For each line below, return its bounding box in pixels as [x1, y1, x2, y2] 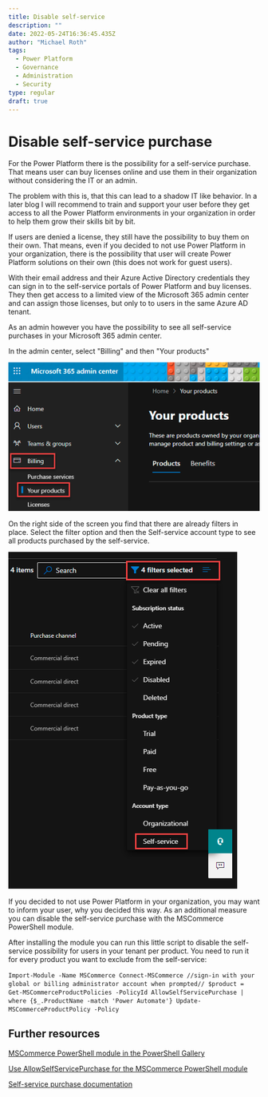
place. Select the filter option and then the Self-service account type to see [8, 528, 256, 537]
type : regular [8, 89, 56, 97]
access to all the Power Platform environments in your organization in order [8, 208, 256, 218]
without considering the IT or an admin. [8, 176, 138, 185]
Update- [175, 997, 202, 1005]
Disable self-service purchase [8, 133, 213, 151]
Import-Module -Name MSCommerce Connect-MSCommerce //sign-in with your [8, 972, 255, 980]
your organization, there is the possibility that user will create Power [8, 249, 231, 259]
